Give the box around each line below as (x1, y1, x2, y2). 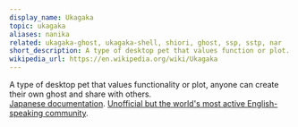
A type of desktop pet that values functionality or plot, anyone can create (9, 80, 279, 89)
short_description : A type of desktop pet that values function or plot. (9, 47, 291, 55)
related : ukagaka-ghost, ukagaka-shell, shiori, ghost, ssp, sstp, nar (9, 38, 282, 47)
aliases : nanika (9, 30, 70, 38)
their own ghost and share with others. (9, 89, 152, 99)
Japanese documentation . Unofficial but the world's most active (9, 98, 246, 108)
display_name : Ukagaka (9, 13, 94, 22)
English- (247, 98, 278, 108)
